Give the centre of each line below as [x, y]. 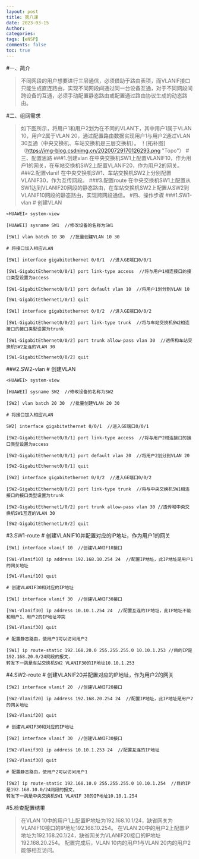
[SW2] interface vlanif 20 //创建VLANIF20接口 [64, 687]
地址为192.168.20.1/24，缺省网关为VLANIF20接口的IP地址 [91, 835]
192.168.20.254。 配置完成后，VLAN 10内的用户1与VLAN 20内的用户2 [106, 842]
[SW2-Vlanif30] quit [32, 760]
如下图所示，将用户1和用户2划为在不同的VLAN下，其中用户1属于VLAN [106, 128]
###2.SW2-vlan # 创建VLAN [41, 369]
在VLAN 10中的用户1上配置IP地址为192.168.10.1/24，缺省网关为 [97, 820]
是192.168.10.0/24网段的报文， [42, 789]
